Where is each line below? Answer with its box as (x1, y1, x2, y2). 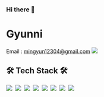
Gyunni (6, 27, 43, 41)
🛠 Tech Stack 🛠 (6, 65, 68, 76)
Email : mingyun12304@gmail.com (6, 48, 91, 55)
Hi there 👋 (6, 5, 36, 14)
